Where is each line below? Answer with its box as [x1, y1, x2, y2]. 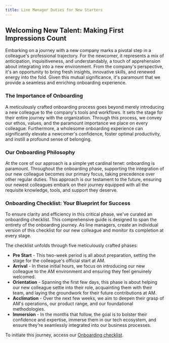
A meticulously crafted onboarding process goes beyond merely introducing [5, 104, 164, 110]
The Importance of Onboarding [5, 92, 83, 99]
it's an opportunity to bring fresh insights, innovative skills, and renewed [5, 69, 156, 75]
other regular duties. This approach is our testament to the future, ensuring [5, 177, 162, 183]
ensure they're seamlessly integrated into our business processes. [12, 322, 152, 328]
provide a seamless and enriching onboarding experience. [5, 79, 126, 86]
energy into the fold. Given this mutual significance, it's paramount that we [5, 74, 161, 80]
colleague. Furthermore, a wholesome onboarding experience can [5, 125, 143, 132]
